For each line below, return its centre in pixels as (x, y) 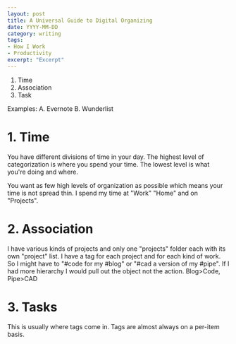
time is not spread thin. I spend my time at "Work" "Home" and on (103, 193)
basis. (16, 334)
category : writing (34, 34)
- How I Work (26, 47)
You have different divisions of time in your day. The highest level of (106, 157)
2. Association (50, 229)
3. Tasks (32, 307)
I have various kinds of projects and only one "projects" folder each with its (117, 249)
